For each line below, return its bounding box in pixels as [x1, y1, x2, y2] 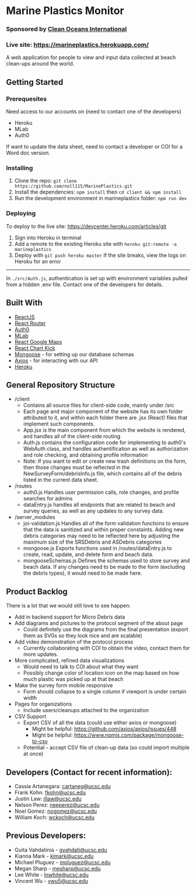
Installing [6, 164, 33, 172]
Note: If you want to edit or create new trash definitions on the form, [23, 458, 187, 465]
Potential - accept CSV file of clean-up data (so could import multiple [23, 744, 190, 751]
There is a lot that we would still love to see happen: [6, 602, 131, 609]
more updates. [23, 651, 58, 658]
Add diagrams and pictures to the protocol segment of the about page [14, 620, 183, 627]
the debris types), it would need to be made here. [23, 569, 142, 577]
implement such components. [23, 420, 95, 428]
